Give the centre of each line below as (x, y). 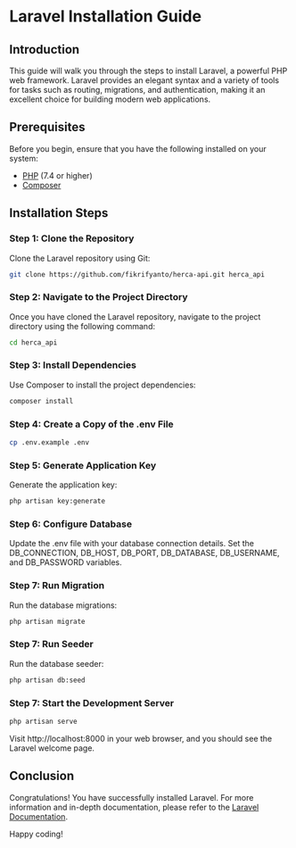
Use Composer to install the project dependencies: (103, 385)
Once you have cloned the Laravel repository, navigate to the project (135, 316)
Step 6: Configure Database (70, 524)
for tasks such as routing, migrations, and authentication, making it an (137, 90)
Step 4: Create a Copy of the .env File (91, 424)
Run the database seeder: (57, 663)
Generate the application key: (63, 485)
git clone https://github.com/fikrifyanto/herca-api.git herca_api (137, 274)
